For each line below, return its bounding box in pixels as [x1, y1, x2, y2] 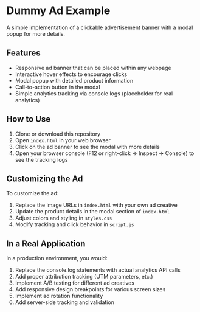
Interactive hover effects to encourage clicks [15, 71, 128, 78]
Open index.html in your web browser [15, 136, 111, 144]
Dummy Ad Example [6, 4, 111, 18]
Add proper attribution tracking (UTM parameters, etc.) [15, 273, 153, 280]
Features [6, 48, 41, 58]
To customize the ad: [6, 190, 59, 197]
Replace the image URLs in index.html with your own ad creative [15, 201, 178, 209]
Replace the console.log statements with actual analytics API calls [15, 266, 181, 274]
